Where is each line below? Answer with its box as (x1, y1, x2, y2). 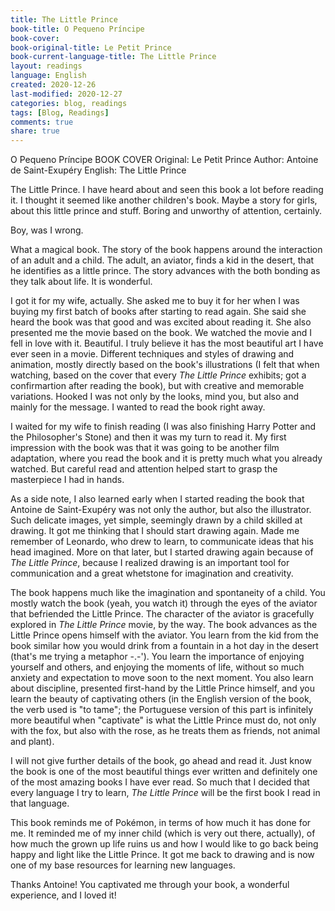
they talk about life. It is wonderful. (10, 276, 153, 288)
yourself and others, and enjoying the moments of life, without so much (10, 661, 305, 673)
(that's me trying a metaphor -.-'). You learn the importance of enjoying (10, 651, 305, 663)
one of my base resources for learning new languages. (10, 859, 236, 871)
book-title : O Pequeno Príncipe (10, 24, 145, 34)
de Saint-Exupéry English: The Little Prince (10, 164, 187, 176)
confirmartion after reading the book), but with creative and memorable (10, 380, 305, 392)
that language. (10, 797, 70, 810)
